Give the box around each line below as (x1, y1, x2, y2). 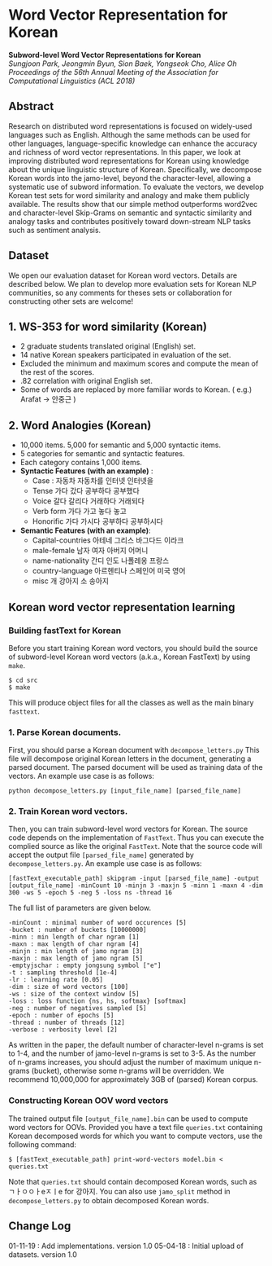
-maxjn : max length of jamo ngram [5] (8, 955, 144, 963)
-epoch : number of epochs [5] (8, 1012, 114, 1020)
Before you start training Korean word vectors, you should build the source (8, 643, 258, 653)
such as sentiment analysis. (8, 225, 101, 235)
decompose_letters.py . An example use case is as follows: (8, 859, 202, 868)
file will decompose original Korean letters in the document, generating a (8, 754, 252, 763)
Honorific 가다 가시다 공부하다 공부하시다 (32, 517, 164, 526)
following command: (8, 1139, 77, 1150)
